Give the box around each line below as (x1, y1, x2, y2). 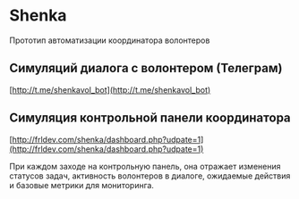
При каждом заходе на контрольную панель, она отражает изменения (9, 161, 281, 171)
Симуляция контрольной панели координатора (9, 111, 291, 126)
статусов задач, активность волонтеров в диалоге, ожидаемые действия (9, 170, 291, 181)
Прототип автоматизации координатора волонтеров (9, 35, 210, 46)
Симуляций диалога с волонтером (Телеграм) (9, 61, 283, 76)
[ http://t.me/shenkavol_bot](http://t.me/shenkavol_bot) (9, 84, 211, 95)
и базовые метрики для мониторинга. (9, 179, 155, 190)
